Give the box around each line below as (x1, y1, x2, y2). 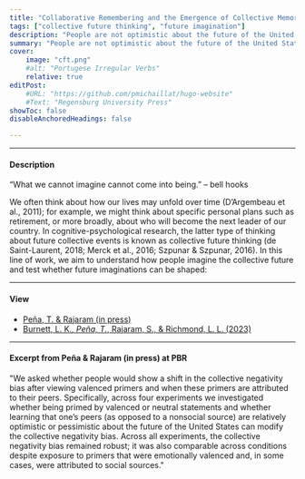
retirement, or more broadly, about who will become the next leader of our (9, 216, 287, 227)
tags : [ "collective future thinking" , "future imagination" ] (9, 22, 246, 31)
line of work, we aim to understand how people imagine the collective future (9, 255, 294, 266)
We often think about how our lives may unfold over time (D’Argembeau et (9, 197, 286, 208)
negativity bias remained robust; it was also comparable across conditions (9, 440, 288, 451)
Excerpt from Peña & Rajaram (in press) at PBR (9, 353, 188, 364)
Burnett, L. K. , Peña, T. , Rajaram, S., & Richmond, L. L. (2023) (22, 323, 251, 334)
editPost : (9, 81, 47, 90)
